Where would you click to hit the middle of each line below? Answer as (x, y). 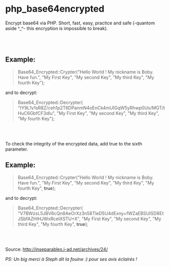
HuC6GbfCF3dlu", (37, 113)
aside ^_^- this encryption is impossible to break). (57, 28)
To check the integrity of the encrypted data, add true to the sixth (74, 143)
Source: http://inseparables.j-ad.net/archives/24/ (57, 249)
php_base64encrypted (55, 9)
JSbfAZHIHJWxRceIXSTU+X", (49, 219)
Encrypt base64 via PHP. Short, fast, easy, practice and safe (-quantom (80, 23)
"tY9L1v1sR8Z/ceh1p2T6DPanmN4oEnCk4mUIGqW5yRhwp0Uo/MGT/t (91, 108)
